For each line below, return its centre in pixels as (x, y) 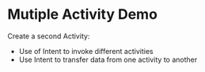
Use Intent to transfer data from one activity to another (108, 59)
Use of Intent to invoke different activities (86, 51)
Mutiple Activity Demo (82, 14)
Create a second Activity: (49, 36)
